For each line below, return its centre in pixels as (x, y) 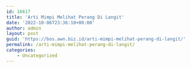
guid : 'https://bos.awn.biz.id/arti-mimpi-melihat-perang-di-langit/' (96, 39)
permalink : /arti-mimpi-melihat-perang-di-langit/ (71, 45)
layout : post (22, 34)
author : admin (24, 28)
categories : (21, 50)
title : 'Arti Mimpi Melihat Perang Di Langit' (65, 17)
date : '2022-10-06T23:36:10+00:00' (51, 22)
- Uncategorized (37, 56)
